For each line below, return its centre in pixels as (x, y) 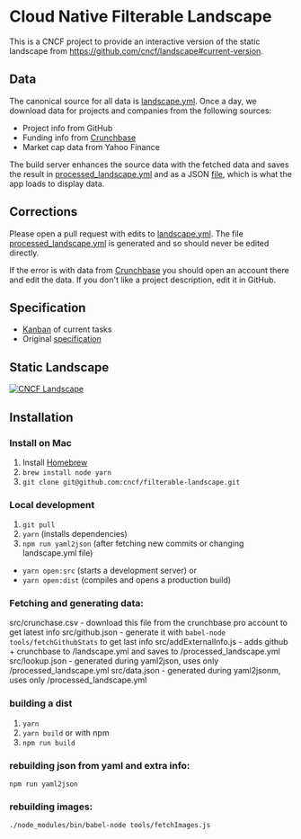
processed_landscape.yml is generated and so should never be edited (139, 243)
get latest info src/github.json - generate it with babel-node (118, 632)
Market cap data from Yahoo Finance (91, 147)
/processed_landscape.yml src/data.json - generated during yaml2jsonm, (145, 671)
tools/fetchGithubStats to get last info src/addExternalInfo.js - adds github (149, 642)
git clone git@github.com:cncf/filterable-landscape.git (131, 482)
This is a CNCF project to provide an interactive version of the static (135, 41)
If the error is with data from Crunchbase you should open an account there (149, 270)
